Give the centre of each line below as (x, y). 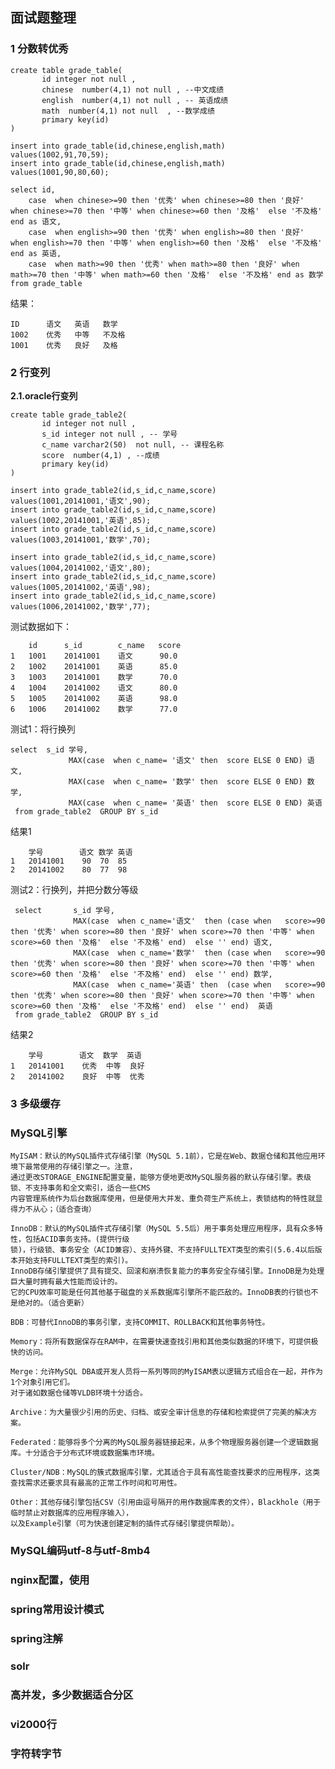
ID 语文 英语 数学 (64, 324)
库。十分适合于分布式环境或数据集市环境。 (85, 1453)
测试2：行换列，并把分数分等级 (74, 889)
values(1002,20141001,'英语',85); (81, 520)
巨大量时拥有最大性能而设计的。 (66, 1282)
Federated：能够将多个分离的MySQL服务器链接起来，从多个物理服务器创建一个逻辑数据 (164, 1443)
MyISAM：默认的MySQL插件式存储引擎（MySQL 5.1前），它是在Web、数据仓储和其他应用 (164, 1156)
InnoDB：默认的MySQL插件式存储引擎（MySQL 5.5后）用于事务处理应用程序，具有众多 (163, 1229)
